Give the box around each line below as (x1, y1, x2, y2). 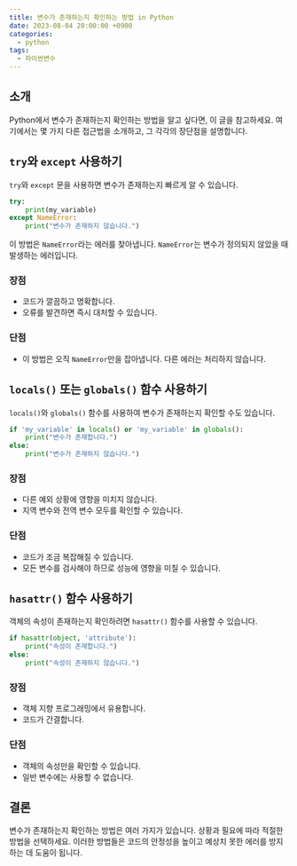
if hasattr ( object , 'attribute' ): (9, 634, 137, 643)
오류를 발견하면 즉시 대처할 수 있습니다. (21, 307, 158, 318)
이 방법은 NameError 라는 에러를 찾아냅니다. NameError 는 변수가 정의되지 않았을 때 (9, 239, 289, 249)
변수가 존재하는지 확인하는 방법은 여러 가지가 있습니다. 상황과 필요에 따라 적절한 (9, 825, 284, 836)
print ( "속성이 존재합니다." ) (25, 642, 118, 651)
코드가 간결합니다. (21, 714, 84, 725)
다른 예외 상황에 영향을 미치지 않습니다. (21, 494, 158, 505)
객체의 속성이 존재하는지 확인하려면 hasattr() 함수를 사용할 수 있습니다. (9, 616, 258, 626)
